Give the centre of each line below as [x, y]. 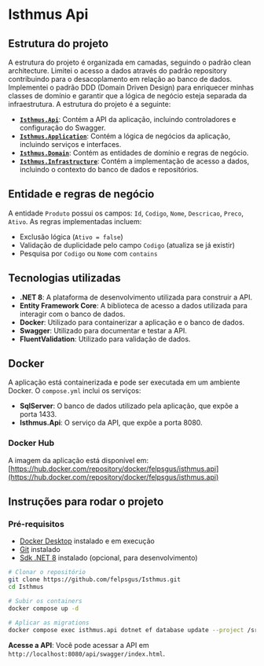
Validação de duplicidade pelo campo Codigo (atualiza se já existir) [127, 245]
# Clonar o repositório [47, 572]
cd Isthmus [26, 587]
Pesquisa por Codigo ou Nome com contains [88, 253]
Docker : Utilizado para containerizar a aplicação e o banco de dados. [132, 322]
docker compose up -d [44, 608]
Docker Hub [31, 443]
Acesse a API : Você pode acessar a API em [79, 645]
